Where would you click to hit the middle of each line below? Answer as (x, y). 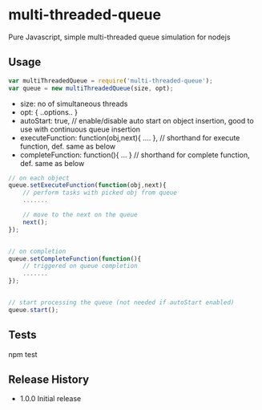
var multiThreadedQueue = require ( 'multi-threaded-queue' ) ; (111, 81)
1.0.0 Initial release (50, 399)
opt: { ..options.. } (49, 112)
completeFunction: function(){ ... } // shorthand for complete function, (135, 155)
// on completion (37, 251)
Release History (49, 379)
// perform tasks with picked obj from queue (100, 193)
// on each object (39, 178)
